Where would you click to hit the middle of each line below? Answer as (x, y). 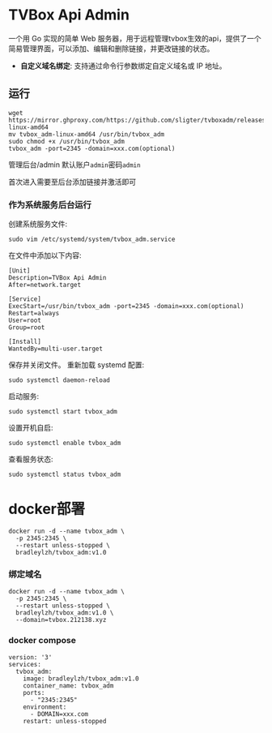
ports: (34, 692)
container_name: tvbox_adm (68, 686)
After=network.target (45, 285)
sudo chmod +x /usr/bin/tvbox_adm (67, 141)
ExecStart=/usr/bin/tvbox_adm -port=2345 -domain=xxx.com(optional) (126, 306)
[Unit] (19, 271)
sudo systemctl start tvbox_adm (63, 412)
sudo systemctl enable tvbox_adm (65, 444)
